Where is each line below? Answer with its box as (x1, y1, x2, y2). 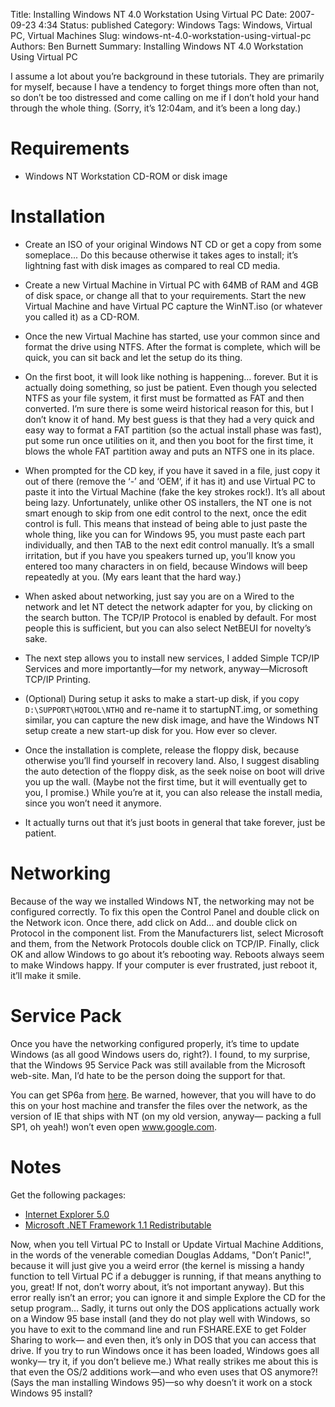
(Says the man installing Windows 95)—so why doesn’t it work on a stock (10, 1376, 313, 1388)
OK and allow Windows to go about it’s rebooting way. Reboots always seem (10, 948, 325, 960)
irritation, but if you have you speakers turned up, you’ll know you (24, 549, 296, 561)
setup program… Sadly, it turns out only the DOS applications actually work (10, 1302, 320, 1314)
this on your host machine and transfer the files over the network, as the (10, 1099, 308, 1111)
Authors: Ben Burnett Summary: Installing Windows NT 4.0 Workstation (10, 40, 304, 52)
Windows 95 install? (10, 1387, 93, 1399)
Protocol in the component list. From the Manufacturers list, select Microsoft (10, 927, 324, 939)
